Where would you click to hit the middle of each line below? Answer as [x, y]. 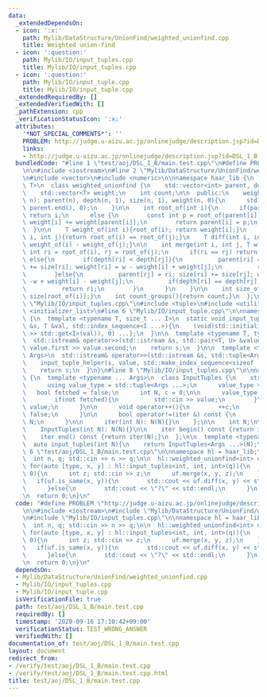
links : [33, 149]
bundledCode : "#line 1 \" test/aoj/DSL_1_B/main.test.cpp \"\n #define [131, 164]
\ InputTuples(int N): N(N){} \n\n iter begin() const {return [138, 429]
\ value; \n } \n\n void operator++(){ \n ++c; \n [131, 407]
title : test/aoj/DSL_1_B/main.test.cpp [74, 680]
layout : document [37, 651]
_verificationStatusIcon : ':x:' [69, 119]
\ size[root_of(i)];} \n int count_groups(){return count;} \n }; [138, 296]
